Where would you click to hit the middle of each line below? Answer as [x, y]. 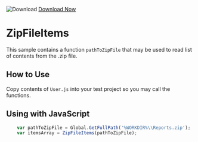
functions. [18, 95]
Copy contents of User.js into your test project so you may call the [88, 89]
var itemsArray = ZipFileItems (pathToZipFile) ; [77, 133]
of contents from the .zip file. [42, 56]
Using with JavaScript [48, 114]
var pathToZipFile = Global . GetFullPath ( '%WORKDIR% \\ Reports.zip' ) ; [104, 128]
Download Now [57, 9]
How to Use [28, 75]
